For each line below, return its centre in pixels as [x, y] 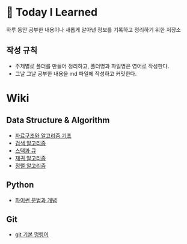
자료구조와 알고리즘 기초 [43, 135]
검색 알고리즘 [30, 143]
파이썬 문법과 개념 [36, 200]
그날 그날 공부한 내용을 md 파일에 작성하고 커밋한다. [76, 73]
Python [20, 185]
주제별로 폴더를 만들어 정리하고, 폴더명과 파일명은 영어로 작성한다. [92, 66]
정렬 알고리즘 [30, 165]
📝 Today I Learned [52, 12]
